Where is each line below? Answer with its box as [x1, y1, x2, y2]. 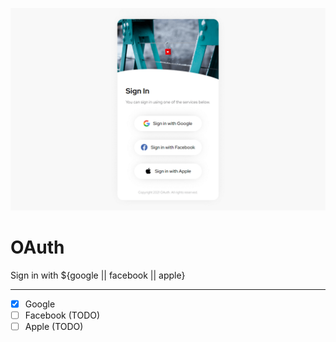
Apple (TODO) [24, 320, 84, 332]
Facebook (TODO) [24, 309, 101, 321]
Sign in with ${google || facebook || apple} [10, 269, 186, 281]
